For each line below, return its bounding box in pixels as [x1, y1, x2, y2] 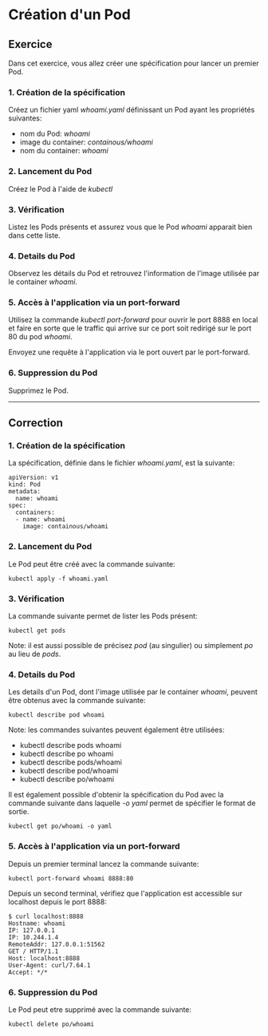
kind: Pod [8, 480, 41, 488]
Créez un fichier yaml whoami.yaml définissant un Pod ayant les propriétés [8, 105, 255, 115]
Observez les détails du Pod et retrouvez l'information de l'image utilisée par [8, 269, 260, 279]
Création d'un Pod [8, 6, 132, 24]
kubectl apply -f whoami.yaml [8, 575, 109, 583]
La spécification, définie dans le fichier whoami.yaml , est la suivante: [8, 458, 235, 468]
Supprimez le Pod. [8, 386, 69, 395]
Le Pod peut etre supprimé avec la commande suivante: [8, 1004, 192, 1014]
